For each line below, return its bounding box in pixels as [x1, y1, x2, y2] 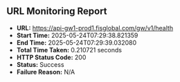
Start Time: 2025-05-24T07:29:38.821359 [16, 31, 138, 39]
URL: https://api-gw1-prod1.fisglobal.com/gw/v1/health [16, 23, 174, 32]
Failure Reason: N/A [16, 68, 75, 76]
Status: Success [16, 60, 64, 68]
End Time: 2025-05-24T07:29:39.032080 [16, 38, 137, 47]
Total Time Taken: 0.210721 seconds [16, 45, 123, 54]
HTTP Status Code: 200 [16, 53, 87, 61]
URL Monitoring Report [6, 6, 108, 17]
